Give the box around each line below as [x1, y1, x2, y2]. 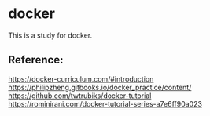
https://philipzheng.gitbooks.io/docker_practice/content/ [8, 82, 192, 92]
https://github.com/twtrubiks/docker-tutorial [8, 91, 152, 100]
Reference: [8, 53, 64, 67]
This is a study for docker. [8, 31, 93, 40]
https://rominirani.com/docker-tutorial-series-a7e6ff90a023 [8, 99, 203, 108]
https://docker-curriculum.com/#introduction [8, 74, 154, 83]
